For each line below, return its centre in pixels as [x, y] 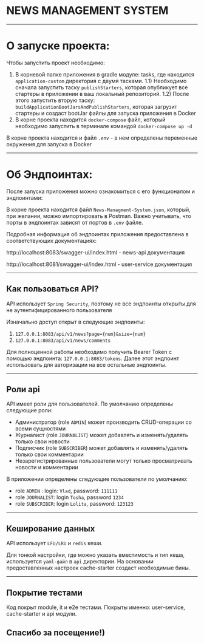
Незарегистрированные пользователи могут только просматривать [104, 461]
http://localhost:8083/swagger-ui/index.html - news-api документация [96, 252]
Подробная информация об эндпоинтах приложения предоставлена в [97, 234]
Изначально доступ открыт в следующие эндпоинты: [76, 322]
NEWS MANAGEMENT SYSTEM [87, 11]
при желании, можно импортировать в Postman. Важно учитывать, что [99, 216]
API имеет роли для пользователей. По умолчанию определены [90, 404]
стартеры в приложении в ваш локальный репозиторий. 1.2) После [102, 94]
